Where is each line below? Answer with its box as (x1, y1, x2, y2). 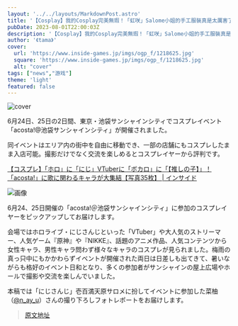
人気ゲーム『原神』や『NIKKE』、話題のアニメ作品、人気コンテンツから (19, 237, 227, 245)
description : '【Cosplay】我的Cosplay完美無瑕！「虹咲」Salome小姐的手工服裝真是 (7, 30, 232, 38)
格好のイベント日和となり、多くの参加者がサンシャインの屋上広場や (25, 263, 225, 271)
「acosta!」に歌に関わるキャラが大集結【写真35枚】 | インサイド (7, 174, 197, 182)
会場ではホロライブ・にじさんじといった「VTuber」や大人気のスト (7, 227, 203, 236)
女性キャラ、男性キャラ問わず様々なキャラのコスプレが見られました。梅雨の (7, 245, 231, 254)
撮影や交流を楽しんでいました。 (25, 272, 119, 281)
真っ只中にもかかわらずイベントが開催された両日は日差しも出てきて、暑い (7, 254, 225, 263)
